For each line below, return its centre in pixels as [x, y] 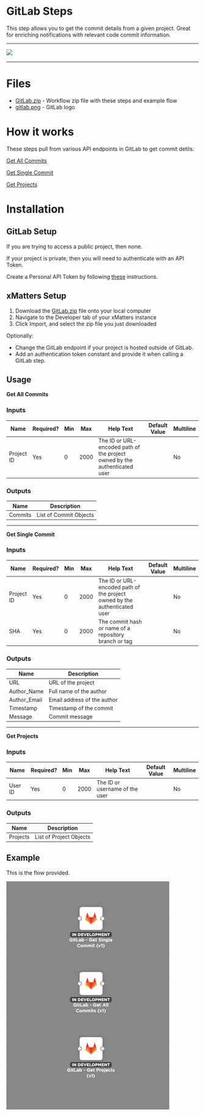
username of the [117, 789]
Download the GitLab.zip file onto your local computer [83, 311]
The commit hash [120, 621]
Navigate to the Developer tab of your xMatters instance [86, 317]
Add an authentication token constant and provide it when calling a [99, 354]
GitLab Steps [40, 11]
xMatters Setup [36, 296]
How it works [40, 132]
